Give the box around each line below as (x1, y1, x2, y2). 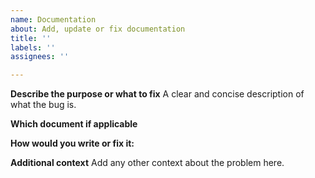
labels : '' (10, 42, 56, 53)
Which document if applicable (10, 118, 138, 130)
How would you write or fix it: (10, 137, 135, 150)
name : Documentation (10, 14, 97, 25)
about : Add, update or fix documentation (10, 24, 186, 34)
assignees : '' (10, 52, 70, 62)
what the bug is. (10, 99, 77, 111)
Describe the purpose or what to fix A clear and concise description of (10, 88, 305, 100)
